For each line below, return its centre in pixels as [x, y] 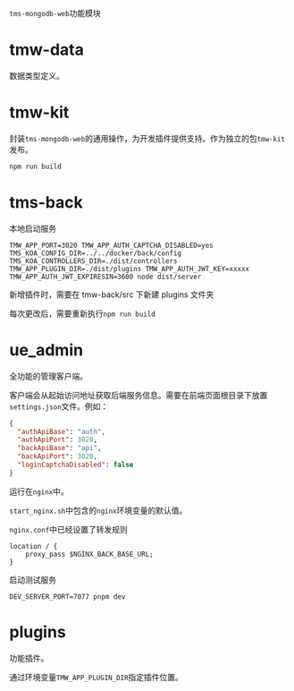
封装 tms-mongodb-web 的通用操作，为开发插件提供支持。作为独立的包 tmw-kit [147, 138]
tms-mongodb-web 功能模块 [55, 13]
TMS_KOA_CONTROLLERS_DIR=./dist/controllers [93, 261]
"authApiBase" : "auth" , [61, 431]
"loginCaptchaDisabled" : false [76, 465]
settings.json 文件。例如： [59, 406]
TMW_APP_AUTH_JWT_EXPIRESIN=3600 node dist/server [105, 277]
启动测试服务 [33, 579]
